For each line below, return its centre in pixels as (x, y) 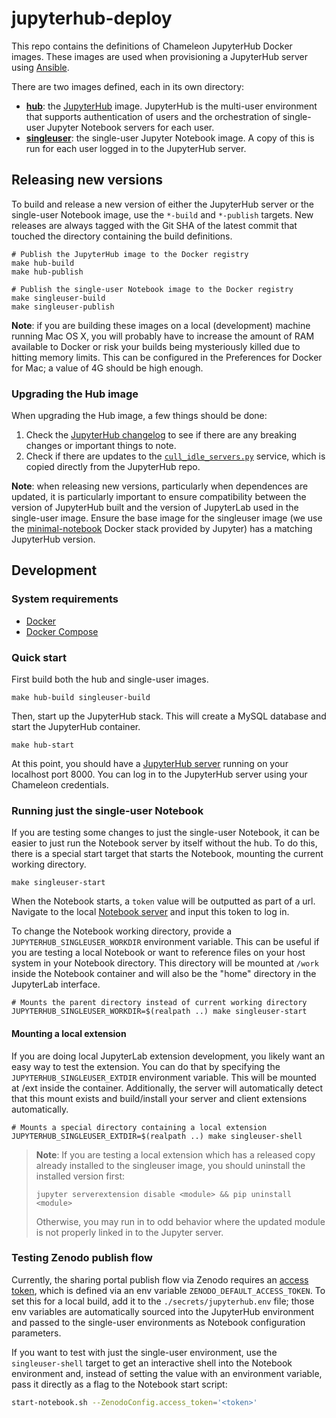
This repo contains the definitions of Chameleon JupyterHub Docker (152, 46)
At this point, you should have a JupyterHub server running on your (150, 764)
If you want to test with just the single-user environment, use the (144, 1352)
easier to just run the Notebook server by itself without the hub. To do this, (164, 843)
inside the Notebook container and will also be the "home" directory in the (164, 974)
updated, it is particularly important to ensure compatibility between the (159, 497)
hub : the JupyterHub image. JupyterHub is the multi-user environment (171, 106)
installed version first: (80, 1176)
